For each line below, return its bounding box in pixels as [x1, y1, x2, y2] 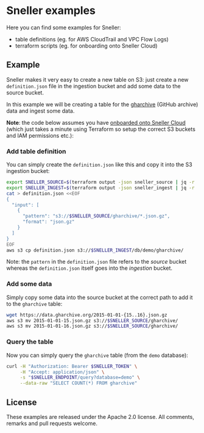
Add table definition [6, 147, 66, 155]
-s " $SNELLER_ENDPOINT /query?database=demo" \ [19, 375, 140, 381]
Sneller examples [6, 4, 96, 18]
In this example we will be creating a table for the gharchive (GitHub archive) [6, 100, 199, 108]
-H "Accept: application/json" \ [19, 369, 105, 375]
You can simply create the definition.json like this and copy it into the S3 [6, 161, 193, 168]
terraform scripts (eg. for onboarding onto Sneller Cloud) [15, 42, 158, 49]
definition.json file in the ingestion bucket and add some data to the [6, 82, 181, 90]
